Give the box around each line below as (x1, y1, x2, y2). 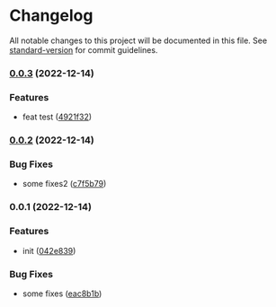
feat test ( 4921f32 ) (22, 111, 93, 122)
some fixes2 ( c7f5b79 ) (22, 179, 107, 189)
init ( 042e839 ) (22, 245, 76, 256)
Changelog (9, 5, 93, 26)
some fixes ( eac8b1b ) (22, 288, 102, 299)
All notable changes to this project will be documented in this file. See (9, 35, 268, 46)
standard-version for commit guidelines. (9, 44, 158, 55)
